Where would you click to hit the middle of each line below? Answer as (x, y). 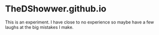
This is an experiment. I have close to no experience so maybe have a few (79, 22)
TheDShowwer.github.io (56, 9)
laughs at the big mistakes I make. (39, 27)
